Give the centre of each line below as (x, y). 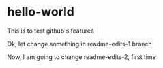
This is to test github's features (50, 31)
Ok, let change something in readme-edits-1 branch (79, 44)
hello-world (41, 12)
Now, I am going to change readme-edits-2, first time (82, 57)
